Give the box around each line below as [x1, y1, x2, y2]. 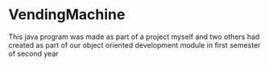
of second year [8, 49, 59, 58]
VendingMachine [8, 6, 126, 24]
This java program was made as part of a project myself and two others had [8, 32, 260, 41]
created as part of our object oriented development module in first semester [8, 40, 261, 49]
